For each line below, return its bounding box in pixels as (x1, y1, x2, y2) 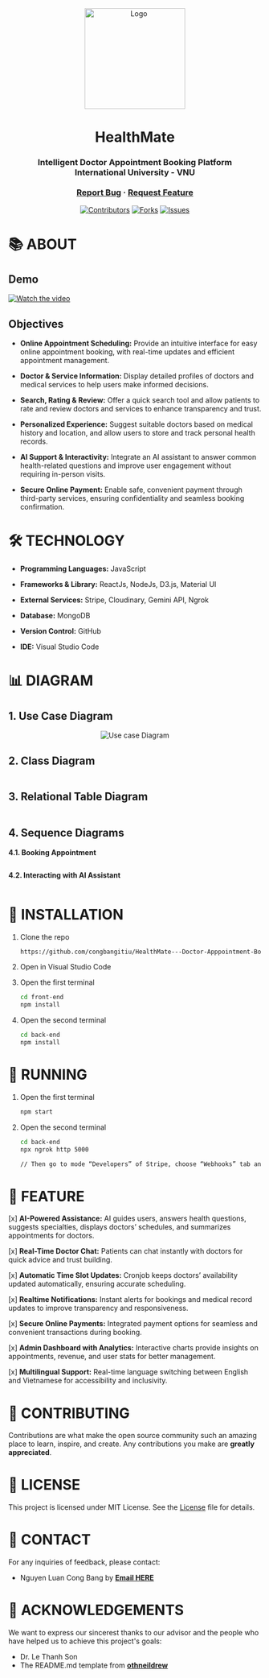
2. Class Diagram (8, 754, 96, 767)
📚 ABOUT (8, 235, 78, 253)
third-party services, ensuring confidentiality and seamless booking (19, 494, 245, 503)
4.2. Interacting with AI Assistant (8, 870, 121, 880)
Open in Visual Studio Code (19, 962, 112, 972)
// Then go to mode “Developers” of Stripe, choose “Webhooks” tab (19, 1159, 251, 1168)
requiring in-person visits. (19, 469, 106, 479)
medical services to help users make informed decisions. (19, 380, 209, 390)
